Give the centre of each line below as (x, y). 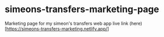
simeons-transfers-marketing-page (82, 9)
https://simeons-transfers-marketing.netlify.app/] (58, 28)
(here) (136, 23)
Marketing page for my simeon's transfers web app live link (67, 23)
